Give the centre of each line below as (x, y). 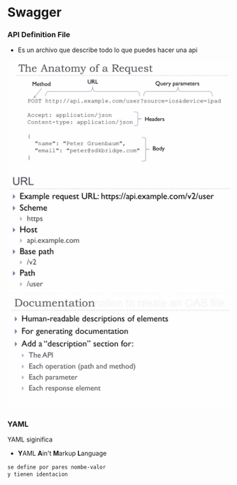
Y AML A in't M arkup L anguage (62, 453)
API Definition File (39, 35)
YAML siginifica (30, 439)
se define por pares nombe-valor (57, 467)
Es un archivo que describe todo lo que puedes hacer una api (108, 50)
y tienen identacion (38, 474)
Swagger (34, 12)
